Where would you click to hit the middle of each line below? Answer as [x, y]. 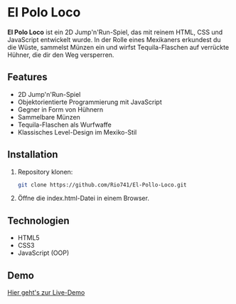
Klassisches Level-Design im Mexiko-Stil [77, 132]
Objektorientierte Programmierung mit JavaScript [90, 102]
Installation [33, 155]
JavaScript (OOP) [43, 253]
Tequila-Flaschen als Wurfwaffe [64, 125]
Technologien [38, 220]
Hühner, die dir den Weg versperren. [61, 55]
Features [27, 77]
